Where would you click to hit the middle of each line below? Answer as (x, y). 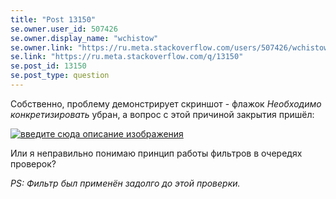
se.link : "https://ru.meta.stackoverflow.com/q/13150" (127, 57)
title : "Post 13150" (53, 19)
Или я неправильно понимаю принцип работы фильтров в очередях (156, 153)
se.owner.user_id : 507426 (64, 29)
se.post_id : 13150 (48, 66)
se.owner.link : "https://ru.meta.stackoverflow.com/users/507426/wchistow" (171, 47)
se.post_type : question (60, 76)
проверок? (33, 163)
